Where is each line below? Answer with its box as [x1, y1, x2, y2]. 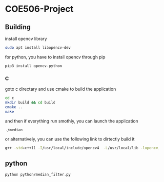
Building [5, 23, 31, 31]
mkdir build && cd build [5, 100, 56, 105]
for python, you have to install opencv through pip [5, 54, 105, 60]
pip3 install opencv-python [5, 63, 62, 68]
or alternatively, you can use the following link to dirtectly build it [5, 136, 135, 142]
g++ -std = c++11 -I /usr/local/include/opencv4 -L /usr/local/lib [5, 145, 139, 151]
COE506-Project [5, 3, 74, 15]
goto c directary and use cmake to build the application [5, 86, 116, 92]
